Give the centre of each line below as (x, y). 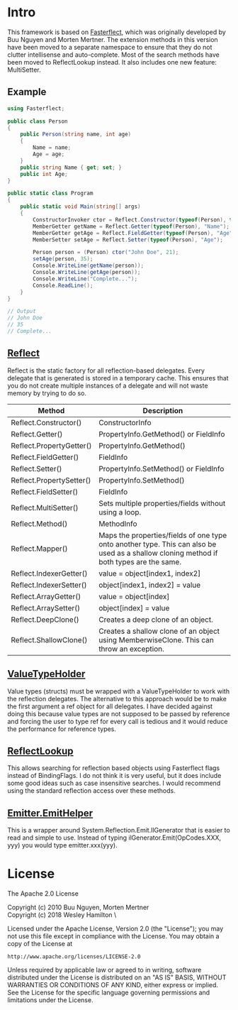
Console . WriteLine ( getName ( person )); (88, 266)
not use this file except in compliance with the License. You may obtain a (113, 936)
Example (27, 92)
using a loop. (120, 512)
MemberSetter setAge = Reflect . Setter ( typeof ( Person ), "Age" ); (128, 240)
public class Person (38, 121)
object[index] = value (134, 608)
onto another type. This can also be (158, 544)
